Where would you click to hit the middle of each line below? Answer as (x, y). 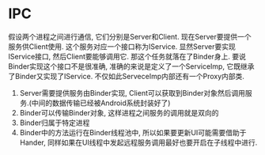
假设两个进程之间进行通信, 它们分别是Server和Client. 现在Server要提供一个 (130, 36)
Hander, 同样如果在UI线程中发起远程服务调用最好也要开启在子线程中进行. (138, 142)
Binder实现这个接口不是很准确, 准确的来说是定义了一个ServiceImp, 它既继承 (131, 66)
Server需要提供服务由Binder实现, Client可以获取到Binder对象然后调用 (132, 93)
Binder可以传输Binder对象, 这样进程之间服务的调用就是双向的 (119, 112)
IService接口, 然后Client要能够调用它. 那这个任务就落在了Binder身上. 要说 (127, 56)
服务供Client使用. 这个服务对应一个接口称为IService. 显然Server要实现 (122, 46)
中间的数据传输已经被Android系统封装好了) (101, 103)
